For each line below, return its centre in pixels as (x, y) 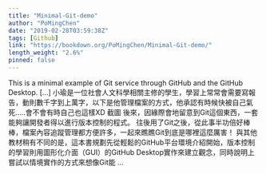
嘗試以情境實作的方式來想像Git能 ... (66, 162)
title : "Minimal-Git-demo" (53, 16)
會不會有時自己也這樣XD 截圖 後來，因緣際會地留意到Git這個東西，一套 (142, 112)
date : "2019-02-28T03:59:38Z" (59, 30)
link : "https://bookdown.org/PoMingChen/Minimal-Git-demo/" (111, 45)
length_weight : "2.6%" (46, 53)
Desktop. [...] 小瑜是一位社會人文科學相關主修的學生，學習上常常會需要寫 (129, 92)
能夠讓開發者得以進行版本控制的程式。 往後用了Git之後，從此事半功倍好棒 (129, 122)
